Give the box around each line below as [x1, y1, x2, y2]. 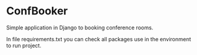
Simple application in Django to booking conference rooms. [6, 24, 154, 31]
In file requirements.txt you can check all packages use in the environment [6, 35, 192, 42]
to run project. [6, 42, 42, 49]
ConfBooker [6, 4, 68, 18]
